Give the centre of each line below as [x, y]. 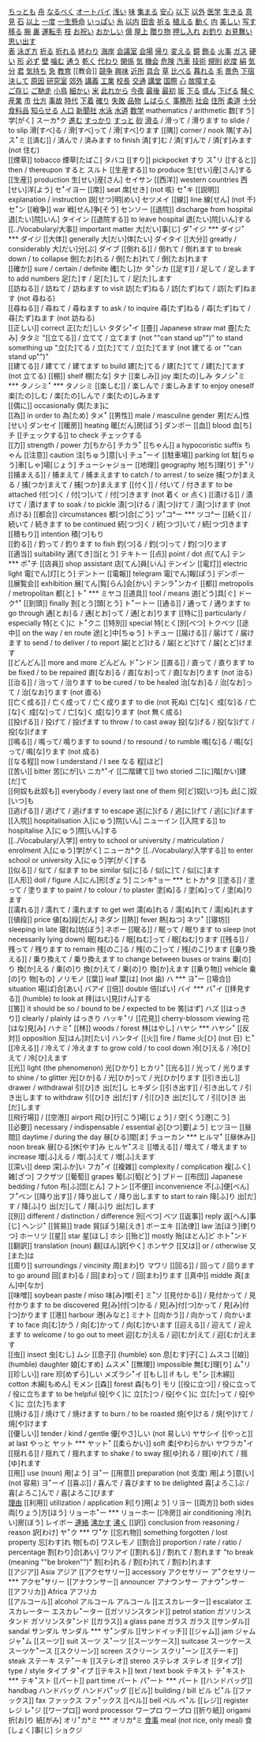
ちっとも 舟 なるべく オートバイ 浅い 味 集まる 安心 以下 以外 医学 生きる [126, 11]
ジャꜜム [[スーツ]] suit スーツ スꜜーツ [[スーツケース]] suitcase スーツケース [130, 1641]
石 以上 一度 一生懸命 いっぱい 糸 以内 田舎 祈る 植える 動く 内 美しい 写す [136, 21]
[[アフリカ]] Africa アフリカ [52, 1591]
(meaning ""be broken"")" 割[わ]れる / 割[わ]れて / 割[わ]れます [110, 1562]
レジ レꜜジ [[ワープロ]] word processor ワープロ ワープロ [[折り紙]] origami [129, 1710]
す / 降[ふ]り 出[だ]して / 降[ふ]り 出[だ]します [82, 1206]
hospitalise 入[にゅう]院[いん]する [63, 830]
